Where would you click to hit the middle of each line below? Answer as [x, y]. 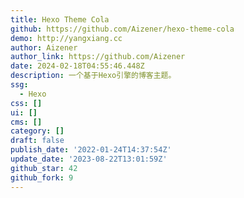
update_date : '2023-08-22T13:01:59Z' [89, 159]
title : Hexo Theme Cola [60, 19]
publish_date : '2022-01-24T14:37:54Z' [91, 150]
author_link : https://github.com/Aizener [98, 57]
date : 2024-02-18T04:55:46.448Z [77, 66]
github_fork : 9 [42, 177]
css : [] [26, 103]
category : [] [37, 131]
